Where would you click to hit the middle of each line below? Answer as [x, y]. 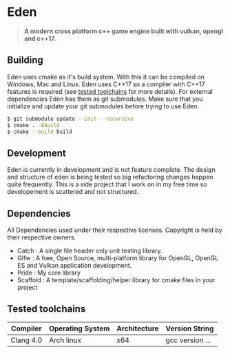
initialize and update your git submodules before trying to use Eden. [103, 106]
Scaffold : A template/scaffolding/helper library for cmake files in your [116, 280]
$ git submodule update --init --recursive [71, 119]
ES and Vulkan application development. [74, 265]
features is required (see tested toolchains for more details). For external [110, 91]
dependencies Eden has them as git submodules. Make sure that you [105, 99]
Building [25, 60]
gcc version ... [188, 340]
